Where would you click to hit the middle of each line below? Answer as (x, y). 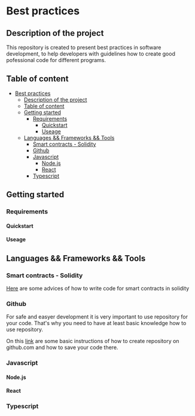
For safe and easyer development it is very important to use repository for (97, 317)
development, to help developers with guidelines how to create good (91, 54)
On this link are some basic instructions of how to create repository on (93, 341)
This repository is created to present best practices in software (84, 47)
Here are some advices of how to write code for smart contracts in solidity (98, 288)
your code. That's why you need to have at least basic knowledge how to (96, 323)
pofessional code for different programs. (56, 60)
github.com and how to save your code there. (62, 347)
